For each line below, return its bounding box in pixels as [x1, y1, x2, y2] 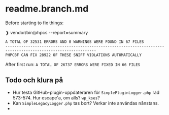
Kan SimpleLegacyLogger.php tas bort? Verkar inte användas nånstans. [12, 100, 159, 106]
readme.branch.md [5, 3, 89, 15]
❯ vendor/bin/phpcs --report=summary [5, 29, 88, 35]
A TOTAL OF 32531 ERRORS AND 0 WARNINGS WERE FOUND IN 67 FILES [5, 39, 144, 44]
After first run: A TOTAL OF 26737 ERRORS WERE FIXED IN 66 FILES [5, 61, 141, 67]
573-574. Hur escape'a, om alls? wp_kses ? [12, 94, 100, 101]
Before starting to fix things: [5, 20, 64, 26]
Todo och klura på [5, 76, 63, 85]
